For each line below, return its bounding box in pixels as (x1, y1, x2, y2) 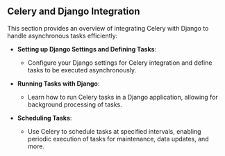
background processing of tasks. (27, 100, 123, 109)
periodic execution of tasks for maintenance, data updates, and (27, 134, 210, 143)
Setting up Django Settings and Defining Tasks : (17, 45, 157, 53)
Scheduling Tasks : (17, 114, 72, 122)
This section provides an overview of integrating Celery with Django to (7, 24, 209, 32)
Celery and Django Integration (7, 6, 140, 17)
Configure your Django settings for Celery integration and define (27, 58, 212, 67)
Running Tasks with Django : (17, 79, 100, 88)
